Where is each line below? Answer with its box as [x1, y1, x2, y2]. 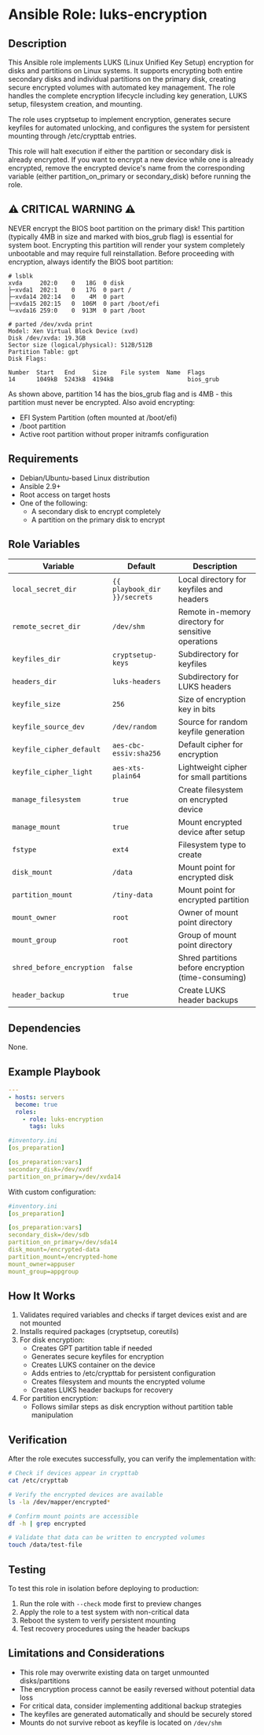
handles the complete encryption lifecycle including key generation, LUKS [8, 91, 247, 100]
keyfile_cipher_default [12, 745, 101, 754]
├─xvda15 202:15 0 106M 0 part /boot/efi [8, 300, 159, 307]
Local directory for [178, 574, 247, 585]
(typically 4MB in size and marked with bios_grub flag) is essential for [8, 232, 233, 241]
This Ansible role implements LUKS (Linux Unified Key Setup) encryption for [8, 57, 254, 67]
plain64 [112, 772, 141, 781]
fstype [12, 845, 37, 855]
